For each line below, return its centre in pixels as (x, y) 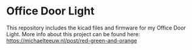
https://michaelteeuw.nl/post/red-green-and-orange (72, 40)
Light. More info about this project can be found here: (73, 34)
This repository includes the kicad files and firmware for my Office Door (96, 28)
